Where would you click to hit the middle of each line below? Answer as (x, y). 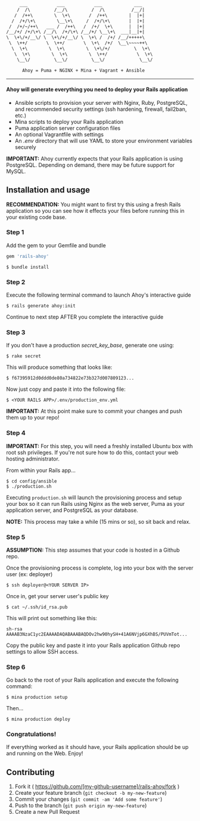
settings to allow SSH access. (43, 651)
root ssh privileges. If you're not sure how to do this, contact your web (92, 452)
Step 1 (15, 232)
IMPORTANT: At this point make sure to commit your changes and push (94, 411)
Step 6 (16, 667)
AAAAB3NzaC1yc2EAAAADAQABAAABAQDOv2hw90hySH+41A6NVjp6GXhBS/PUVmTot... (97, 634)
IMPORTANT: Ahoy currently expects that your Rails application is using (95, 158)
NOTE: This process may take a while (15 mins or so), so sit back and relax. (99, 521)
